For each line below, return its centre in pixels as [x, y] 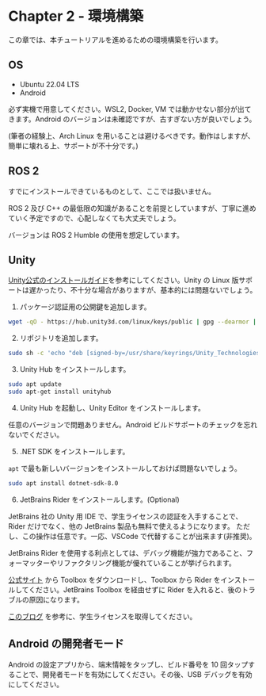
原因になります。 [57, 599]
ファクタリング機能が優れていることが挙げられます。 [149, 563]
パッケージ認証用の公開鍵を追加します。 [85, 307]
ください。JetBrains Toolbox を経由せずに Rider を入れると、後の [135, 589]
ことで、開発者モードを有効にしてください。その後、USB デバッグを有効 [133, 674]
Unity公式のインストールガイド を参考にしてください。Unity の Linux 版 [123, 280]
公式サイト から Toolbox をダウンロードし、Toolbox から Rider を [114, 579]
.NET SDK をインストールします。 [74, 451]
